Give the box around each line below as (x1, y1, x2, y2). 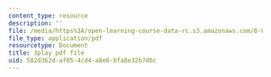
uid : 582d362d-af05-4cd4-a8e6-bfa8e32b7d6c (8, 57, 157, 65)
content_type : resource (8, 11, 89, 20)
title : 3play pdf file (8, 49, 85, 57)
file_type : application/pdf (8, 34, 103, 43)
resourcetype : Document (8, 42, 89, 50)
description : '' (8, 19, 63, 27)
